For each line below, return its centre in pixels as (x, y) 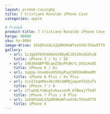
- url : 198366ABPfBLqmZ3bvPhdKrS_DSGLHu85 (53, 64)
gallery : (14, 50)
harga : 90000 (18, 36)
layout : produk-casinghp (30, 9)
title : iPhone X (30, 104)
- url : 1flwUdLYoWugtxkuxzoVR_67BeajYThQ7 (53, 90)
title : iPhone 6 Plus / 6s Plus (46, 77)
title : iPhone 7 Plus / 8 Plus (45, 95)
